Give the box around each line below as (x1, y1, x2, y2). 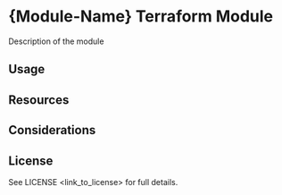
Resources (8, 92, 70, 107)
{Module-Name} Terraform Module (8, 6, 274, 27)
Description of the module (8, 36, 104, 47)
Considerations (8, 123, 96, 138)
